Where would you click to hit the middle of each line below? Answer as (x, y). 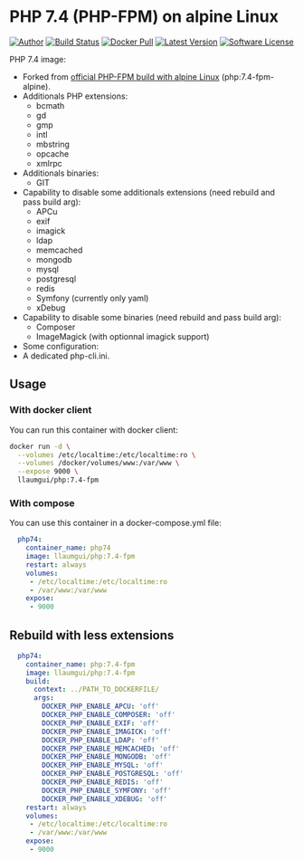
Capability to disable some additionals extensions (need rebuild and (149, 192)
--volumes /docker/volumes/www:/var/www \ (99, 464)
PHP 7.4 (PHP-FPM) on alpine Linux (144, 17)
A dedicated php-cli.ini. (66, 356)
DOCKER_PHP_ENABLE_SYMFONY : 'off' (107, 790)
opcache (52, 153)
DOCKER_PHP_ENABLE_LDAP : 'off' (101, 740)
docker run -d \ (40, 446)
